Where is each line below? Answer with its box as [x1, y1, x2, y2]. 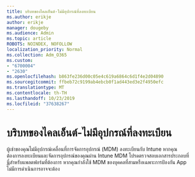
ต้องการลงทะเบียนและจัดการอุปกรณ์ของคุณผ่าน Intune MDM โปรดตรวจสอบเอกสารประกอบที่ [6, 152, 189, 159]
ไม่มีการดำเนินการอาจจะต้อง [6, 165, 60, 172]
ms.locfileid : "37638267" [6, 100, 69, 107]
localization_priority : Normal [6, 47, 83, 53]
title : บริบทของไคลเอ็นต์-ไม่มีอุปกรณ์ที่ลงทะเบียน [6, 8, 96, 15]
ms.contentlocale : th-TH [6, 90, 67, 96]
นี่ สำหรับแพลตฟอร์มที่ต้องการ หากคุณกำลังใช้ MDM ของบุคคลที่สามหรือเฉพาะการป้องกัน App [6, 159, 187, 166]
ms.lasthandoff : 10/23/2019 [6, 95, 75, 101]
